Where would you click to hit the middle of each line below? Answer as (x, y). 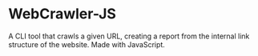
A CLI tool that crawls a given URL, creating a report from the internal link (129, 36)
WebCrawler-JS (62, 14)
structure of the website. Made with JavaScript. (87, 44)
